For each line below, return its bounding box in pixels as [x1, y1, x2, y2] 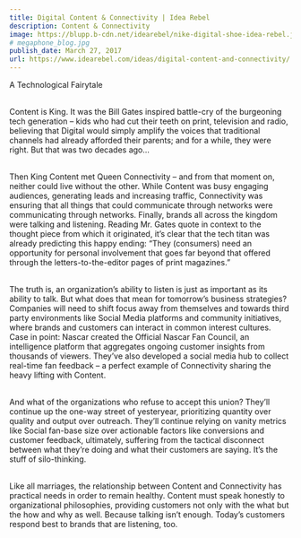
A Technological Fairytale [9, 80, 103, 90]
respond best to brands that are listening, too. [9, 519, 178, 529]
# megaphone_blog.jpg [9, 38, 90, 48]
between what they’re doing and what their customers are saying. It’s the [9, 445, 279, 455]
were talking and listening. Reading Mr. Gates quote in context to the [9, 219, 262, 230]
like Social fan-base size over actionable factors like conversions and [9, 425, 265, 436]
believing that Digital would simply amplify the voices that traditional [9, 126, 261, 135]
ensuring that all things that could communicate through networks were [9, 200, 273, 211]
